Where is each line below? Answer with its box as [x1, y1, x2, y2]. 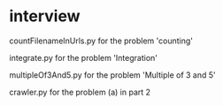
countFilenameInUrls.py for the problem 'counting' [9, 35, 193, 46]
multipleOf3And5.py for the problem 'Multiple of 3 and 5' [9, 69, 216, 80]
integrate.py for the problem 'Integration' [9, 52, 158, 63]
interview [9, 6, 81, 26]
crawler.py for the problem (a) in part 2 [9, 87, 151, 97]
